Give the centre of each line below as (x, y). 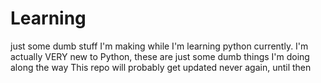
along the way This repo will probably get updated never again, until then (161, 67)
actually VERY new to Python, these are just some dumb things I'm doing (160, 56)
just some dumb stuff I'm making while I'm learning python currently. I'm (159, 46)
